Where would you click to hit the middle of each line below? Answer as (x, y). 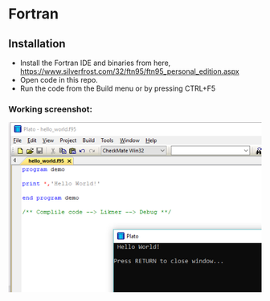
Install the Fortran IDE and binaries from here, (95, 63)
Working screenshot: (50, 109)
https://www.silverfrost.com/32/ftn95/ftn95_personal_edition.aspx (129, 71)
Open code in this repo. (59, 80)
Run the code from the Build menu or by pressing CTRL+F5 (118, 88)
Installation (37, 44)
